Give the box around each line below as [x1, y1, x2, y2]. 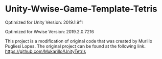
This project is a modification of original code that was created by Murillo [5, 38, 153, 44]
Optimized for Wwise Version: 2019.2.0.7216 [5, 29, 94, 34]
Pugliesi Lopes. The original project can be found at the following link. [5, 43, 146, 49]
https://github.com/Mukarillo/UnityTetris [5, 48, 86, 54]
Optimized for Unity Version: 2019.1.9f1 [5, 19, 83, 25]
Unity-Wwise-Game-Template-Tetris [5, 3, 158, 15]
